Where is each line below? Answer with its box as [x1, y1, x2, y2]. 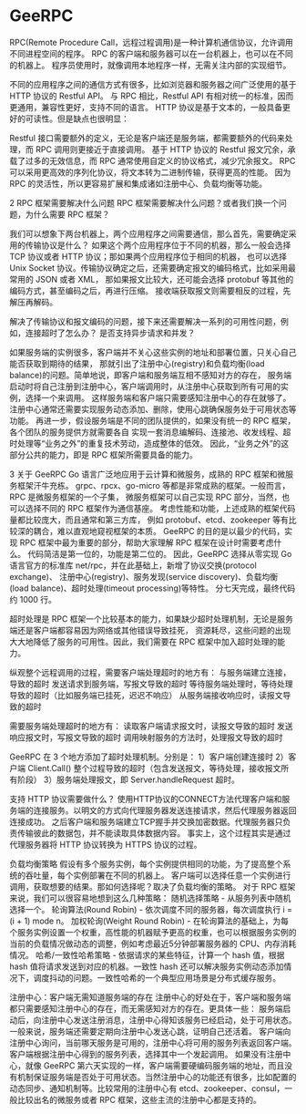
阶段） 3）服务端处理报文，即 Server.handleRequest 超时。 [16, 774, 240, 785]
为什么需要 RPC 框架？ [25, 209, 111, 220]
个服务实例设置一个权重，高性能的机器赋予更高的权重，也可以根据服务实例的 [9, 926, 297, 937]
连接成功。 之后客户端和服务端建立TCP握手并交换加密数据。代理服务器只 [9, 816, 283, 827]
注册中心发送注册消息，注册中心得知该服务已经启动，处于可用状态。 [40, 1014, 297, 1026]
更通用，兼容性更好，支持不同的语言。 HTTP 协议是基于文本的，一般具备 [9, 101, 283, 112]
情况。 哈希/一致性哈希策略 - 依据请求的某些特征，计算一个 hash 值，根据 [9, 949, 285, 960]
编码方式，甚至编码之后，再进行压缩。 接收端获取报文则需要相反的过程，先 [9, 284, 291, 296]
